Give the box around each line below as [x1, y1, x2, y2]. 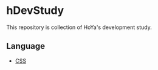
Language [6, 41, 46, 51]
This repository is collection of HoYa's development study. [6, 24, 152, 31]
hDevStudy [6, 4, 64, 17]
